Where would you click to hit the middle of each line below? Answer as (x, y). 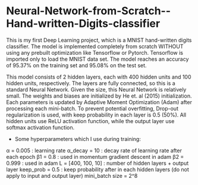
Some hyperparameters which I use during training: (78, 139)
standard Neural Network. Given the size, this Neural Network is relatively (96, 89)
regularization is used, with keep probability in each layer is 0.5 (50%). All (96, 115)
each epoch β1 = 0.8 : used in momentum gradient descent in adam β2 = (95, 156)
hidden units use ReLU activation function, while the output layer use (90, 121)
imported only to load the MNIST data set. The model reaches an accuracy (98, 59)
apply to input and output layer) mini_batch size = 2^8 (72, 175)
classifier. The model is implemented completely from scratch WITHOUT (95, 46)
